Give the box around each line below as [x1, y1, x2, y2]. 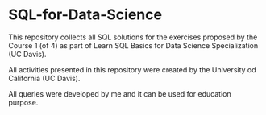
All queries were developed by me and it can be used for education [8, 88, 231, 98]
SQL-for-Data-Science [8, 6, 163, 24]
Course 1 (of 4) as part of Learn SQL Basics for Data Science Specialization [8, 40, 259, 50]
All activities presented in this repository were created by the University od [8, 64, 256, 74]
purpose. [8, 97, 39, 107]
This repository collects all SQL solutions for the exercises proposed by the [8, 32, 258, 42]
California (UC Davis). [8, 73, 81, 83]
